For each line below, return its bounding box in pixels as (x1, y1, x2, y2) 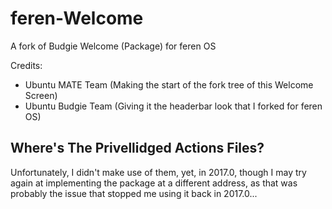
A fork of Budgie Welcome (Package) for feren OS (10, 40, 217, 52)
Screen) (24, 89, 58, 101)
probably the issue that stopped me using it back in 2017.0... (10, 187, 258, 199)
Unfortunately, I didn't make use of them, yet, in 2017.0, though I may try (10, 166, 307, 178)
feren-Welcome (10, 7, 144, 30)
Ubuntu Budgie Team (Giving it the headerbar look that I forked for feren (24, 100, 323, 112)
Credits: (10, 59, 43, 71)
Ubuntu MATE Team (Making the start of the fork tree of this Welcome (24, 78, 314, 91)
